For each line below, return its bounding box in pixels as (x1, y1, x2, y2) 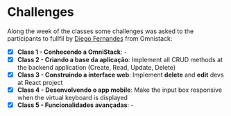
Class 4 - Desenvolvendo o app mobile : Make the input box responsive (17, 86, 223, 94)
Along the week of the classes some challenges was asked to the (7, 27, 194, 35)
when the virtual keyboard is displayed (17, 94, 128, 102)
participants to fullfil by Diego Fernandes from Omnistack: (7, 34, 173, 42)
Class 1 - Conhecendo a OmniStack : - (17, 48, 127, 56)
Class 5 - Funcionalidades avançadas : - (17, 101, 134, 109)
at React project (17, 79, 63, 87)
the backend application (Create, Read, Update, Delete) (17, 64, 176, 72)
